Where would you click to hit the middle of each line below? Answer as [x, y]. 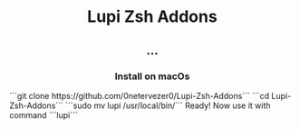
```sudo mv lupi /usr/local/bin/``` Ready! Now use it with [168, 105]
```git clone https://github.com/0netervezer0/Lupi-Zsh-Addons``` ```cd [140, 95]
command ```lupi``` [44, 114]
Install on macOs [152, 76]
